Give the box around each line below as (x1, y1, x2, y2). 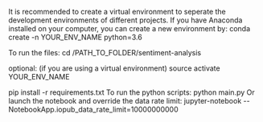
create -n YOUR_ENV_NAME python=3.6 (8, 32, 142, 42)
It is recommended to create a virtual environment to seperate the (8, 7, 227, 16)
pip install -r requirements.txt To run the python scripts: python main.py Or (8, 87, 255, 97)
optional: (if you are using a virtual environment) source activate (8, 63, 220, 73)
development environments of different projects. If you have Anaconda (8, 15, 243, 25)
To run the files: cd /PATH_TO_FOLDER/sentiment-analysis (8, 48, 202, 57)
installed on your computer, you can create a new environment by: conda (8, 24, 251, 33)
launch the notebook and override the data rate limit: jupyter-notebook (8, 96, 242, 105)
